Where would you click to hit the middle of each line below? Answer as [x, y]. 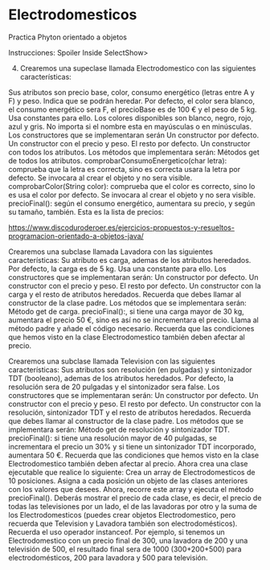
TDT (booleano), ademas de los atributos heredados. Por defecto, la [121, 378]
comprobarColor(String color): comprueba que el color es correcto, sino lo [132, 186]
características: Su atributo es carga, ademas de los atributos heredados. [130, 260]
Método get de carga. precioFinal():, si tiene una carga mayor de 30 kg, [127, 311]
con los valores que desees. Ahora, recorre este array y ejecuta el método [131, 489]
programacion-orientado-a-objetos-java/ [76, 236]
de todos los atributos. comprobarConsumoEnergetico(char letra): [118, 160]
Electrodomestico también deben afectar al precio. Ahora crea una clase [128, 463]
